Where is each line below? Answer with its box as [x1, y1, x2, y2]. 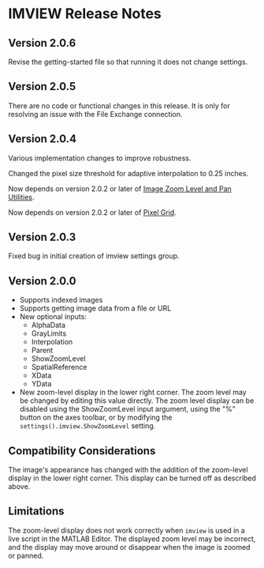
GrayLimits [31, 329, 67, 338]
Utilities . [8, 192, 35, 201]
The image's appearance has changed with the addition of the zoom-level [8, 465, 248, 475]
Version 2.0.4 [8, 132, 77, 146]
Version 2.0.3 [8, 231, 76, 244]
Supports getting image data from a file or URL [19, 303, 172, 313]
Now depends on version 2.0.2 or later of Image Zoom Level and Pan [8, 183, 232, 194]
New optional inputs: [19, 312, 87, 322]
